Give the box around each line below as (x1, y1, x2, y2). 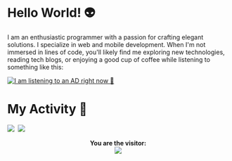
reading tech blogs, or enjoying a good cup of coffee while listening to (7, 55, 211, 63)
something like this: (7, 63, 64, 71)
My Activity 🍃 (7, 101, 88, 117)
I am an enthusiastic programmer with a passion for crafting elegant (7, 32, 204, 41)
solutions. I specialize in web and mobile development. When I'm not (7, 40, 206, 49)
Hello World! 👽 (7, 5, 96, 21)
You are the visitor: (90, 139, 146, 147)
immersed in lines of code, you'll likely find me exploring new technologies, (7, 48, 225, 56)
